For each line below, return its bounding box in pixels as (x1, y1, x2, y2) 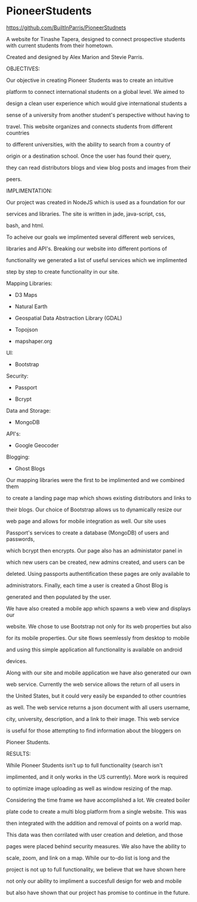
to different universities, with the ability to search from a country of (6, 140, 171, 148)
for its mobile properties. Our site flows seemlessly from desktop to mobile (6, 634, 190, 642)
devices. (6, 657, 27, 664)
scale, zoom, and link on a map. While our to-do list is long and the (6, 854, 170, 861)
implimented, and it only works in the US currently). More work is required (6, 773, 188, 780)
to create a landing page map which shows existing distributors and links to (6, 494, 192, 501)
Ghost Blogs (14, 465, 45, 472)
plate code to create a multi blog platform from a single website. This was (6, 808, 187, 815)
